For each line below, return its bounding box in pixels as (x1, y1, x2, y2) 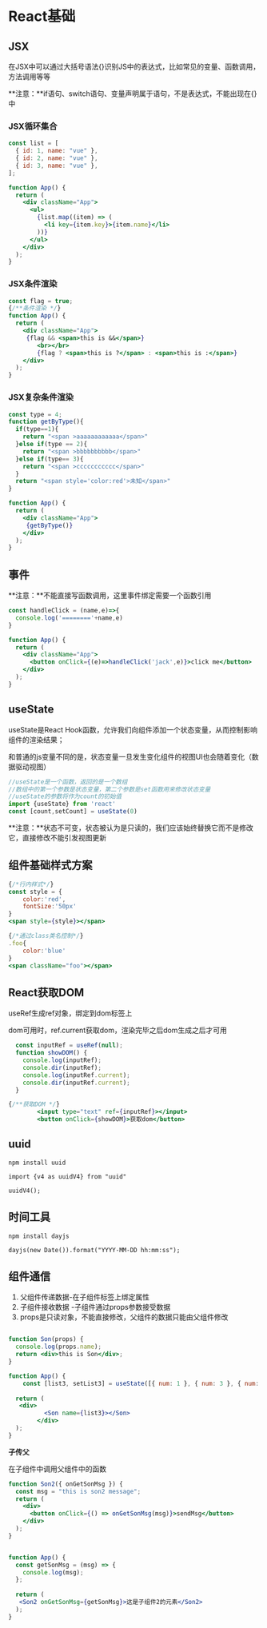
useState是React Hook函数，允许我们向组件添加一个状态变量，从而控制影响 (8, 724, 258, 734)
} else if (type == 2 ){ (15, 441, 88, 449)
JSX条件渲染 (8, 278, 58, 289)
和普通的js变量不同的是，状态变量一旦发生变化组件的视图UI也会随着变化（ (8, 752, 252, 761)
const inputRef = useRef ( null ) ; (15, 1041, 124, 1050)
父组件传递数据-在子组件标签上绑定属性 (19, 1292, 150, 1302)
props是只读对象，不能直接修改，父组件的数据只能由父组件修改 (19, 1312, 229, 1322)
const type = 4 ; (8, 410, 62, 418)
